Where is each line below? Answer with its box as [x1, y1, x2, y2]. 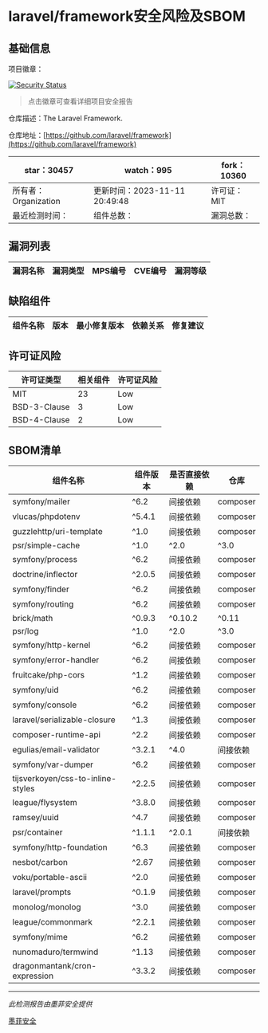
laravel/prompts [12, 886, 72, 897]
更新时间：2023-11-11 [93, 185, 186, 196]
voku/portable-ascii [12, 872, 88, 883]
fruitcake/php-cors [12, 670, 85, 681]
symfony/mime [12, 932, 68, 943]
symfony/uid [12, 685, 59, 696]
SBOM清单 [8, 443, 61, 457]
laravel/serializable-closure [12, 714, 116, 725]
